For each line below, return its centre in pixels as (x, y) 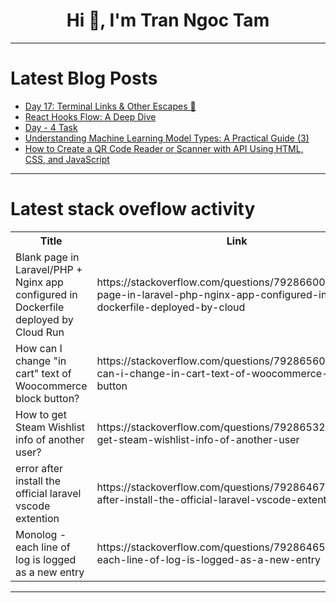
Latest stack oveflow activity (133, 209)
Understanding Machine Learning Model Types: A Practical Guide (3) (167, 138)
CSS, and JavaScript (67, 159)
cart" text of (43, 373)
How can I (39, 348)
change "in (41, 361)
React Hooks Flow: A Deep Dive (90, 116)
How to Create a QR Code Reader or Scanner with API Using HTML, (164, 148)
